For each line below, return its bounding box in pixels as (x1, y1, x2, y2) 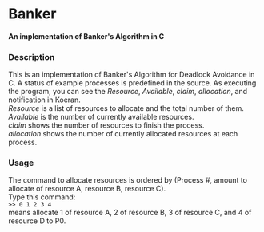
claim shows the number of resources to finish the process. (8, 120, 205, 130)
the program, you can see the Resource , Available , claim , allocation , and (8, 87, 248, 96)
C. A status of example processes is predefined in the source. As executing (8, 78, 257, 88)
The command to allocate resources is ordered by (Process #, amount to (8, 175, 248, 185)
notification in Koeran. (8, 95, 82, 104)
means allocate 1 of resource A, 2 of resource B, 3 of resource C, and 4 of (8, 208, 252, 218)
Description (8, 51, 55, 62)
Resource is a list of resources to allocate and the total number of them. (8, 104, 244, 113)
